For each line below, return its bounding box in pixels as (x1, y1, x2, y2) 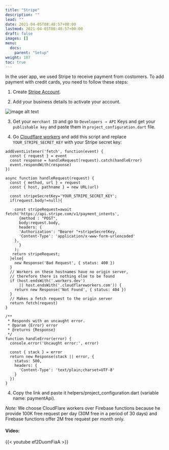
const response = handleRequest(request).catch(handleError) (10, 158, 143, 163)
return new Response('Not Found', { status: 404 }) (14, 287, 126, 293)
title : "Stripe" (5, 7, 40, 13)
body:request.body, (18, 220, 60, 226)
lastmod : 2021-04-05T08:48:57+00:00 (5, 27, 83, 32)
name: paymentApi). (12, 395, 55, 402)
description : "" (5, 12, 40, 17)
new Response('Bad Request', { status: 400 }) (14, 260, 115, 266)
